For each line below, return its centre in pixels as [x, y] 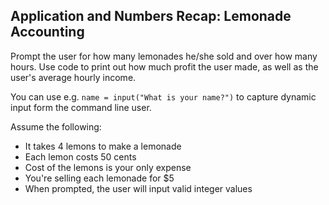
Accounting [47, 32]
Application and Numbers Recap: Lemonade [151, 16]
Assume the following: [56, 126]
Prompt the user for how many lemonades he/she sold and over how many [164, 56]
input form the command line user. [81, 107]
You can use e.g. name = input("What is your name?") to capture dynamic [163, 96]
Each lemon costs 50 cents [80, 156]
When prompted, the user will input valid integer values [138, 188]
